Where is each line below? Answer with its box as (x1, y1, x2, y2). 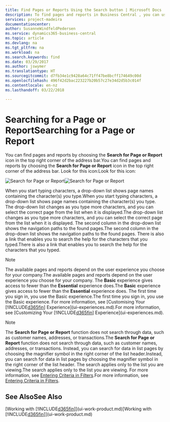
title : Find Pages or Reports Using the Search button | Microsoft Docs (5, 7, 162, 13)
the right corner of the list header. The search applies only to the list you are (5, 362, 164, 368)
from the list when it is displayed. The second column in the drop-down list (5, 220, 161, 226)
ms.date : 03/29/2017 (5, 59, 49, 64)
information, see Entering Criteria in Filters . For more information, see (5, 372, 148, 378)
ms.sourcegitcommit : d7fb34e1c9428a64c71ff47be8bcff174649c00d (5, 73, 142, 79)
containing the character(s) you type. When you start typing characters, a (5, 193, 158, 199)
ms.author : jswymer (5, 64, 47, 69)
